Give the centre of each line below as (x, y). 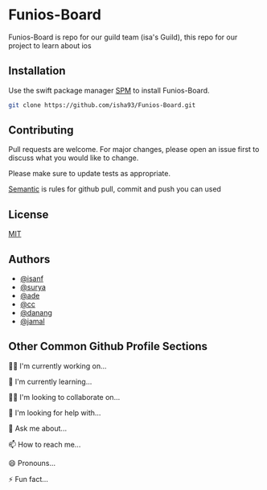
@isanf (32, 278)
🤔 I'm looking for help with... (55, 413)
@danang (36, 313)
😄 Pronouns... (32, 463)
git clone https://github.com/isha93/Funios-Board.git (102, 105)
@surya (33, 287)
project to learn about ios (50, 45)
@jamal (33, 321)
